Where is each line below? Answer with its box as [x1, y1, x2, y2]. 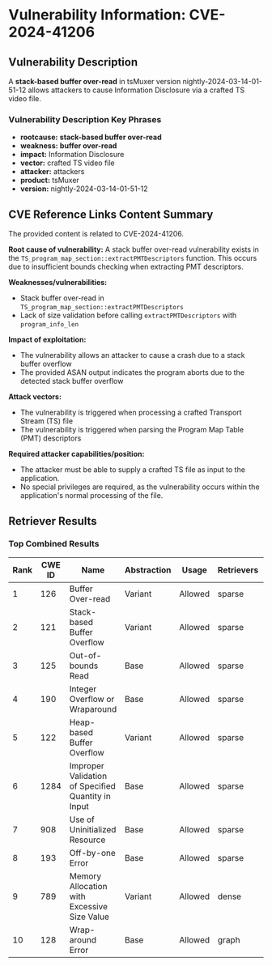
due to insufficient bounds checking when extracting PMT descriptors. [8, 262, 244, 272]
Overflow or [69, 693, 115, 704]
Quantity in [69, 790, 111, 802]
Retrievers [217, 564, 259, 576]
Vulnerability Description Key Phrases [8, 113, 162, 125]
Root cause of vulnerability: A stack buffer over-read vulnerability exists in [8, 245, 259, 254]
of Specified [69, 780, 116, 791]
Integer [69, 683, 97, 694]
